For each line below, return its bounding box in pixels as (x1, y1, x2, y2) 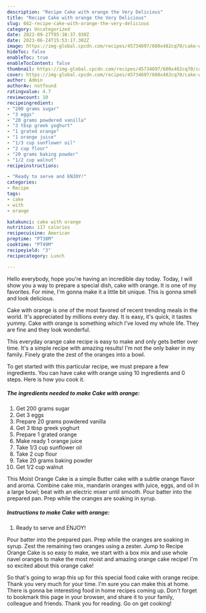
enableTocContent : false (7, 60, 70, 66)
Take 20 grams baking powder (15, 457, 94, 464)
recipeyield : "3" (7, 247, 51, 253)
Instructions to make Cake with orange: (7, 509, 110, 516)
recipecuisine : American (7, 230, 70, 236)
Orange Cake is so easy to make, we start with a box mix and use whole (7, 549, 188, 557)
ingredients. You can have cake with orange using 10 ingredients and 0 (7, 369, 185, 376)
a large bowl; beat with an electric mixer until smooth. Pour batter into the (7, 488, 192, 496)
